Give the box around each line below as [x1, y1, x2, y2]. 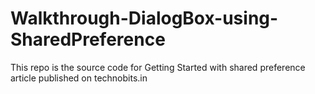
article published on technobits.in [10, 72, 148, 84]
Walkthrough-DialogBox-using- [10, 7, 279, 30]
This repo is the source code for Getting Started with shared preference [10, 61, 306, 73]
